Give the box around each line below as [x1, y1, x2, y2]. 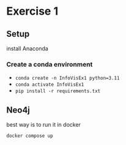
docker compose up [6, 133, 53, 139]
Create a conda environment [6, 60, 93, 69]
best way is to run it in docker [6, 121, 81, 128]
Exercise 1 [6, 4, 59, 18]
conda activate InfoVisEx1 [15, 81, 84, 88]
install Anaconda [6, 45, 49, 52]
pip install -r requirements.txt [15, 88, 101, 94]
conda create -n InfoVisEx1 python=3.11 [15, 75, 120, 81]
